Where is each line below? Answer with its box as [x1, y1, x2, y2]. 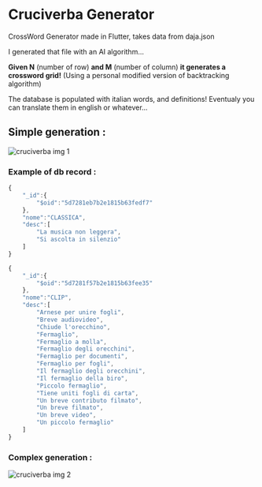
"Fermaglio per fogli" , [36, 360, 114, 368]
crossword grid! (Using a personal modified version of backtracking [8, 70, 230, 80]
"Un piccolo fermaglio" [36, 418, 114, 427]
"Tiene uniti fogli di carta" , [36, 389, 139, 397]
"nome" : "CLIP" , [22, 294, 72, 302]
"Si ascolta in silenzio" [36, 235, 122, 244]
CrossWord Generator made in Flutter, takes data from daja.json [8, 32, 215, 41]
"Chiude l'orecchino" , [36, 323, 111, 331]
